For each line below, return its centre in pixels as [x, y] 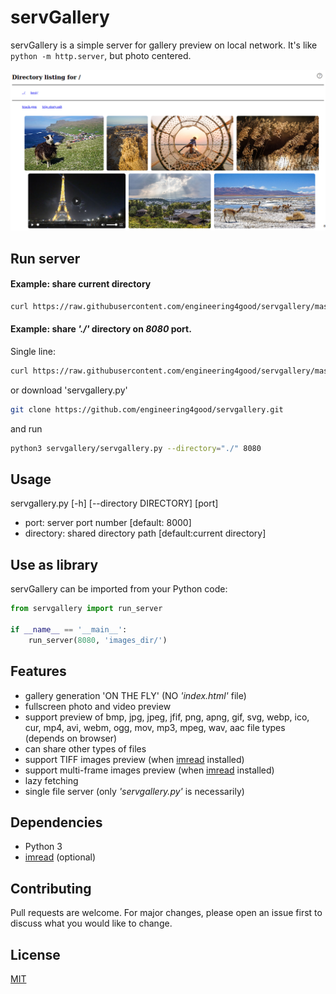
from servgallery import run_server [86, 609]
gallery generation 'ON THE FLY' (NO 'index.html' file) [135, 695]
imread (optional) [60, 857]
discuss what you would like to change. [91, 923]
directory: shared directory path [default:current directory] [145, 533]
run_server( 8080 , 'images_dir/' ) [98, 640]
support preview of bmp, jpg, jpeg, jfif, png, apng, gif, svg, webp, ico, [167, 717]
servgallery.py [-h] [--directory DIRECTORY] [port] [114, 503]
